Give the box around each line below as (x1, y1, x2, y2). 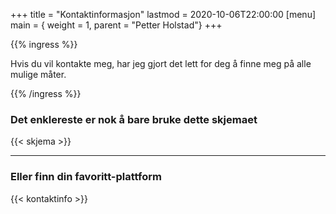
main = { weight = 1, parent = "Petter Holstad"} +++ (10, 19, 223, 31)
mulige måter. (10, 69, 67, 80)
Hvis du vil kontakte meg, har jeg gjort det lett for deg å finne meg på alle (10, 58, 312, 69)
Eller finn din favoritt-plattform (10, 170, 162, 184)
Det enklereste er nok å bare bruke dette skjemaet (10, 112, 258, 126)
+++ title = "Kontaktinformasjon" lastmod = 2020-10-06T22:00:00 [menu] (10, 9, 317, 20)
